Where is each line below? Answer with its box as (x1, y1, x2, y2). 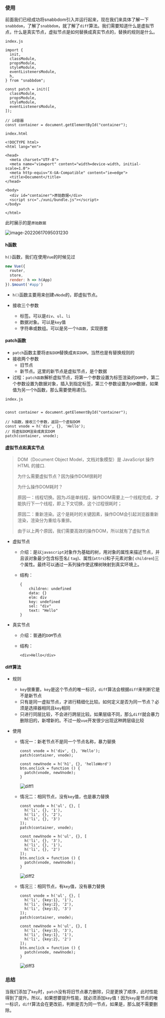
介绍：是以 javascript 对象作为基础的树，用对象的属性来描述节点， (19, 549, 156, 555)
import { (5, 48, 23, 53)
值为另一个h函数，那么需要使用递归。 (12, 387, 89, 393)
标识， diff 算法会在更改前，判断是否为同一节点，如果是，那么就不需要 (9, 1001, 154, 1007)
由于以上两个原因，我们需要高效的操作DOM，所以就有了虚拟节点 (17, 528, 150, 534)
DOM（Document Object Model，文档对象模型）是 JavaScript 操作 (17, 456, 155, 463)
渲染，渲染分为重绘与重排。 (17, 517, 75, 523)
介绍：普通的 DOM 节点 (19, 632, 62, 638)
